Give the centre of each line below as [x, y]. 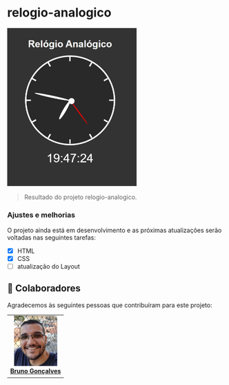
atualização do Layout [49, 266]
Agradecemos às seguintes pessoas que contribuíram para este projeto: [110, 305]
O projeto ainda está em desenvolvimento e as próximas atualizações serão [114, 230]
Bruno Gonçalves [36, 371]
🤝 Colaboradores [44, 288]
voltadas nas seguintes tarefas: [52, 237]
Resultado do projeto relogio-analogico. [80, 197]
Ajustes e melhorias [41, 215]
